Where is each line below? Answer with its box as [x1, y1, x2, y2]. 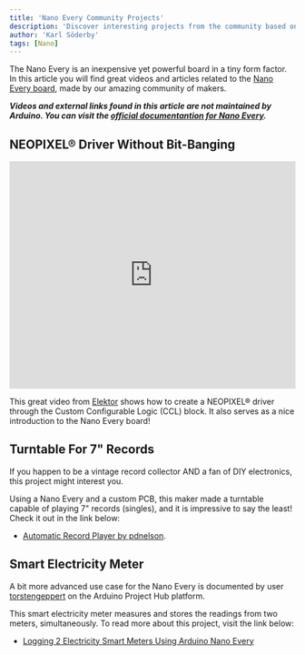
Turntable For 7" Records [9, 442, 154, 458]
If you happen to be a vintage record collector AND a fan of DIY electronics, [9, 466, 292, 477]
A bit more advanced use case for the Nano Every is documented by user [9, 580, 284, 591]
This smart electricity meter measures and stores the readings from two [9, 608, 279, 619]
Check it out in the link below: [9, 512, 121, 523]
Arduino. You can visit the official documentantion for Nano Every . [9, 110, 267, 121]
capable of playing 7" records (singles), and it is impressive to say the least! [9, 502, 293, 514]
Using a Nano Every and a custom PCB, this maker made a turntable [9, 493, 265, 504]
